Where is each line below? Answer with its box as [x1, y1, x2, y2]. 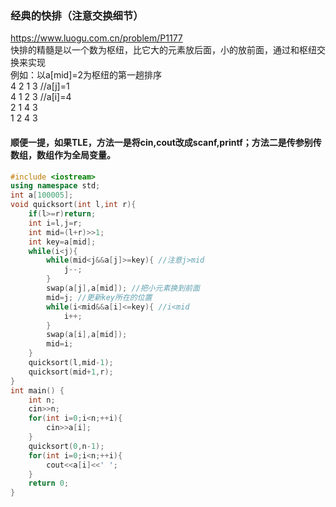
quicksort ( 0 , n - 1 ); [28, 441, 105, 451]
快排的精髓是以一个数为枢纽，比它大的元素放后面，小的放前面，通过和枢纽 [10, 44, 317, 56]
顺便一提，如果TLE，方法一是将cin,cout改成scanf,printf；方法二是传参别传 [10, 136, 322, 148]
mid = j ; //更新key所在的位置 [46, 292, 153, 302]
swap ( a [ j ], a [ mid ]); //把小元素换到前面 [46, 283, 200, 293]
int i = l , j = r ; [28, 218, 83, 228]
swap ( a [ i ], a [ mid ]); [46, 330, 128, 340]
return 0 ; [28, 478, 70, 489]
